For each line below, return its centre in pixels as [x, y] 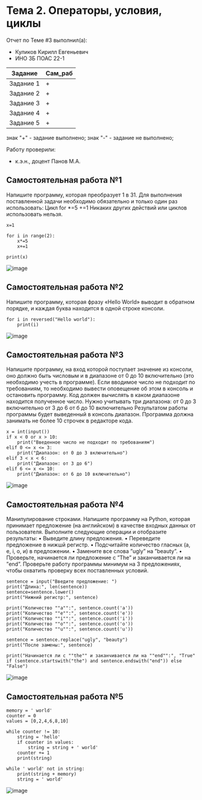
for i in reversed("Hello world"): [51, 319]
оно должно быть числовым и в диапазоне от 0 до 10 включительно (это [100, 376]
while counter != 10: [33, 732]
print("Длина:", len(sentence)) [47, 587]
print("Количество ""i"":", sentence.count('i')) [70, 619]
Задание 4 [25, 113]
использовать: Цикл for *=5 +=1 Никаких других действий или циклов [97, 208]
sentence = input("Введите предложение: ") [62, 582]
